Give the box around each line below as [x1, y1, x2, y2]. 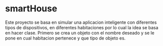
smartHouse [5, 3, 57, 14]
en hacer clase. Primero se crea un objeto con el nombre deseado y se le [5, 30, 155, 36]
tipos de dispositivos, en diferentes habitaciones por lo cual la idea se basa [5, 24, 159, 30]
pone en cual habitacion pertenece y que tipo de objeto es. [5, 35, 126, 41]
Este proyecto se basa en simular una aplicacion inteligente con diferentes [5, 19, 157, 25]
